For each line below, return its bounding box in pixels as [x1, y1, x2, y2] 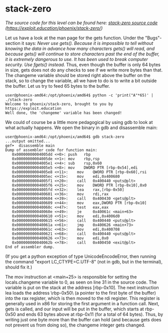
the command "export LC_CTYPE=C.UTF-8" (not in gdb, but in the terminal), [5, 258, 163, 264]
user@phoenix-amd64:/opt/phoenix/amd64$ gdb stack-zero [5, 134, 124, 139]
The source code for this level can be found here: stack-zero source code [5, 20, 158, 26]
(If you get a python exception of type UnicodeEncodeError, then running [5, 253, 156, 259]
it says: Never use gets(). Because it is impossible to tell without [22, 40, 153, 46]
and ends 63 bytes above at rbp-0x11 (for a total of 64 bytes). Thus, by [17, 311, 163, 317]
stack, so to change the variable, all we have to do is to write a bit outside [5, 78, 157, 84]
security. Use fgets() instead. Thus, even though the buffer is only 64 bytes [5, 61, 160, 68]
